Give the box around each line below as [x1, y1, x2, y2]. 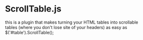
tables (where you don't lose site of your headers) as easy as [5, 24, 127, 30]
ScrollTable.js [5, 3, 62, 14]
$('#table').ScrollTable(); [5, 29, 54, 35]
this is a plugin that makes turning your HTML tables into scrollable [5, 19, 138, 25]
